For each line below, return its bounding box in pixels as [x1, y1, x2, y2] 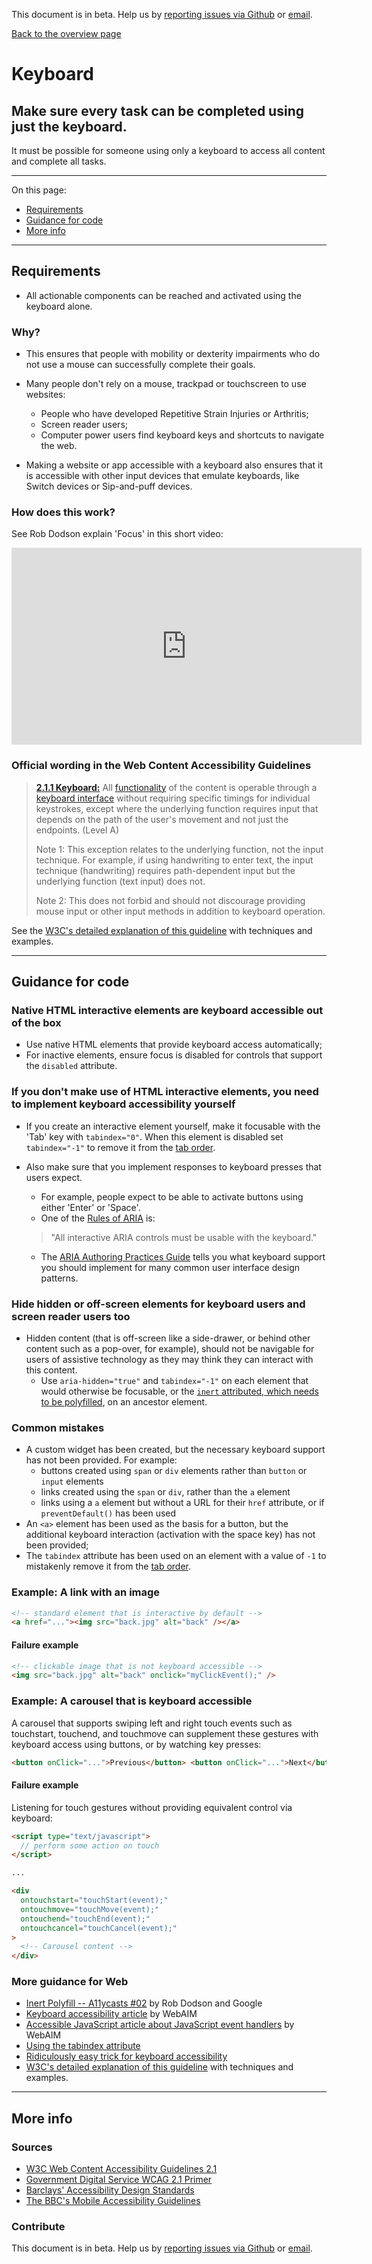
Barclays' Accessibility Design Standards [25, 2184, 195, 2196]
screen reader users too [11, 1309, 131, 1323]
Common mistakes [11, 1420, 105, 1434]
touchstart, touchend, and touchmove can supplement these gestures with [11, 1727, 319, 1739]
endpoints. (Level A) [35, 824, 119, 836]
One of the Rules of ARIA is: [40, 1212, 156, 1224]
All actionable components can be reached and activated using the [25, 289, 302, 301]
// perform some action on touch [20, 1840, 160, 1851]
